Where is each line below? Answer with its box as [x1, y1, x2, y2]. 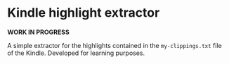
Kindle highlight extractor [7, 5, 160, 21]
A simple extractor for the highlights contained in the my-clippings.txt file [7, 41, 223, 49]
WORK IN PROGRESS [7, 28, 70, 36]
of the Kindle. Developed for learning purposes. [7, 49, 145, 57]
